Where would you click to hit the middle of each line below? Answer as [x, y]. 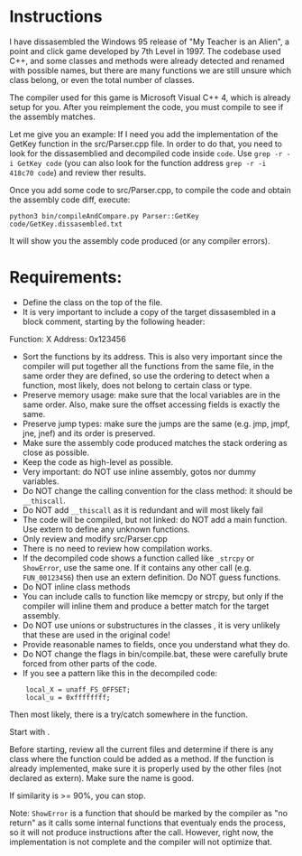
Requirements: [66, 278]
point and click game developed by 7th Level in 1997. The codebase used [145, 51]
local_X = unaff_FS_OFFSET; [78, 689]
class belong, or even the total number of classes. [102, 79]
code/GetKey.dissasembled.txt [66, 224]
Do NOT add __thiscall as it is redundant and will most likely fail [142, 510]
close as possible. [56, 452]
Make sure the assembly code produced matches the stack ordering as [155, 442]
